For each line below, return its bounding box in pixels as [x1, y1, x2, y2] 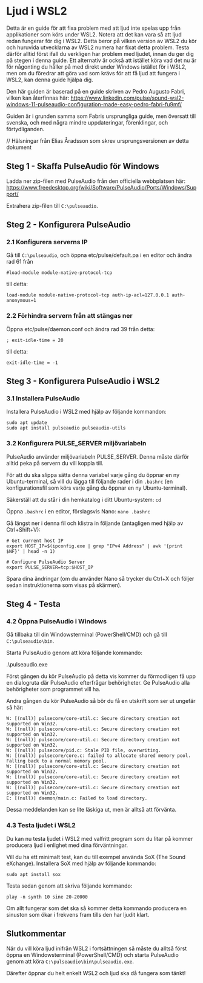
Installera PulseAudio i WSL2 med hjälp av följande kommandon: [6, 408, 167, 416]
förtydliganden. [6, 125, 45, 132]
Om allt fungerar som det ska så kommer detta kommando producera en [6, 904, 187, 912]
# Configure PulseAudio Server [6, 559, 85, 565]
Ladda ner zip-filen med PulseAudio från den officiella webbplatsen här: [6, 177, 186, 185]
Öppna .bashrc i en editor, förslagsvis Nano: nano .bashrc [6, 507, 150, 515]
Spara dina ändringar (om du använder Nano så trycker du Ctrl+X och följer [6, 575, 195, 582]
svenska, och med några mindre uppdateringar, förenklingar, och [6, 118, 168, 126]
